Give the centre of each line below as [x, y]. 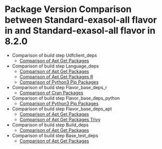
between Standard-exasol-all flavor [81, 20]
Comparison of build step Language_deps [55, 66]
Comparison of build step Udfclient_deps [54, 55]
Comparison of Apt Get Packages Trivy [60, 119]
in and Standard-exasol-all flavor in [80, 31]
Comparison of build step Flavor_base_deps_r [59, 87]
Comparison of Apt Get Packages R [56, 77]
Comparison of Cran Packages [51, 93]
